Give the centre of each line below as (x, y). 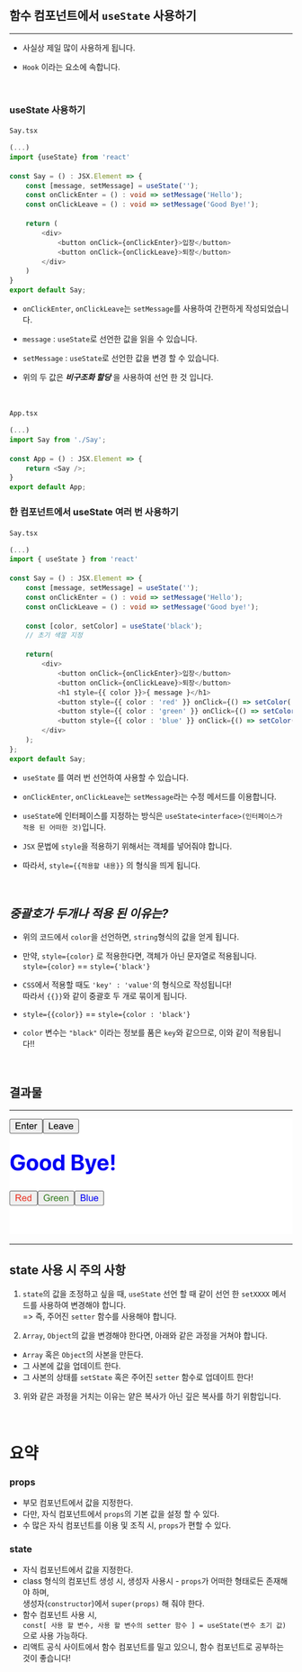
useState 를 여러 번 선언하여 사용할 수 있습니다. (105, 777)
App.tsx (24, 413)
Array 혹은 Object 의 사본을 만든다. (83, 1354)
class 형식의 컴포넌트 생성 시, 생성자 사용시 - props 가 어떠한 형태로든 (143, 1581)
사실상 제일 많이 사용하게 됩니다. (79, 48)
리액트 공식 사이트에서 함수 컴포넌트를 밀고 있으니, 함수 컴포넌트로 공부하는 (153, 1647)
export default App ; (48, 487)
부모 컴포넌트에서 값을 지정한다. (77, 1503)
